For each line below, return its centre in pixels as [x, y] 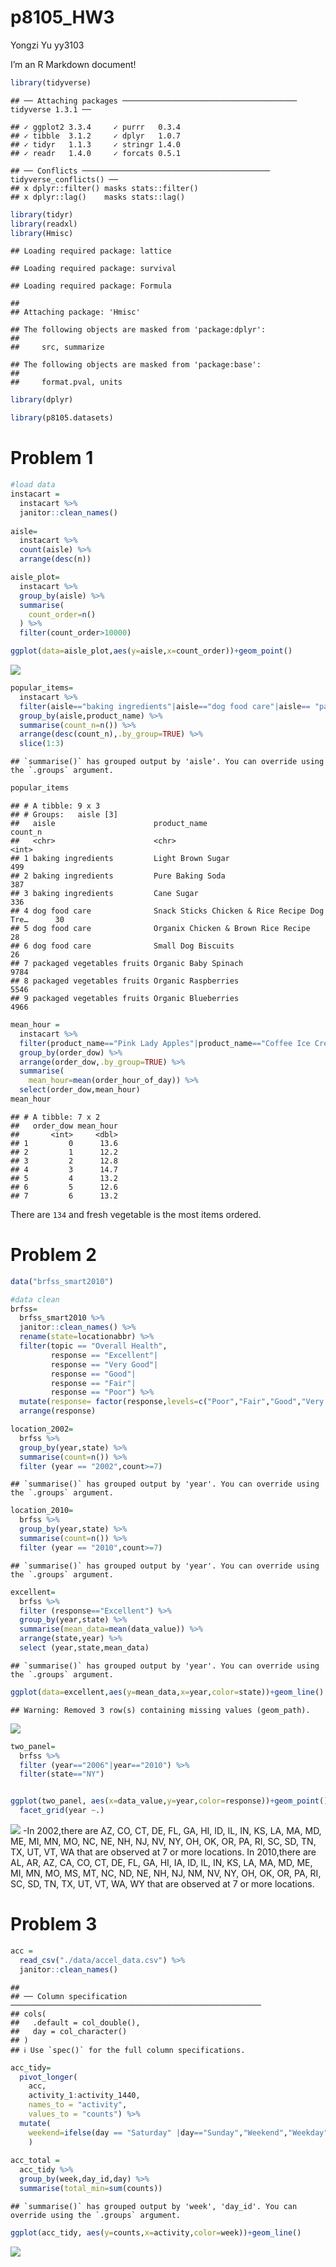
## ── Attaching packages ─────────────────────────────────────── [154, 101]
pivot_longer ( [48, 2077]
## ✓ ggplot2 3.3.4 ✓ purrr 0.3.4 [96, 127]
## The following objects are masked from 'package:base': [136, 365]
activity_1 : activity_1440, [84, 2096]
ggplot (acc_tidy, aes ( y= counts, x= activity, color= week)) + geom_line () [156, 2232]
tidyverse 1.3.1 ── [51, 109]
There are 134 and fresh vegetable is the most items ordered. [136, 1214]
